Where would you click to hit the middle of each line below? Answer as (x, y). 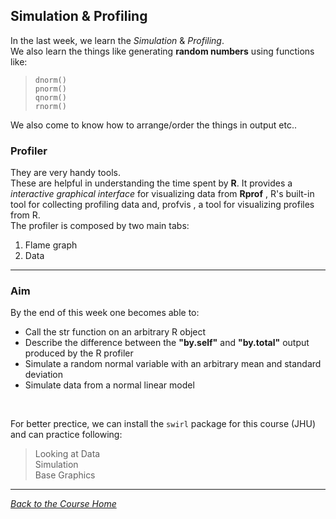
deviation (44, 375)
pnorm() (50, 89)
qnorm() (50, 97)
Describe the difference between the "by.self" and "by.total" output (167, 343)
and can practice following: (66, 435)
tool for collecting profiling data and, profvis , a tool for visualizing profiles (162, 205)
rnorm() (50, 106)
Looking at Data (67, 454)
